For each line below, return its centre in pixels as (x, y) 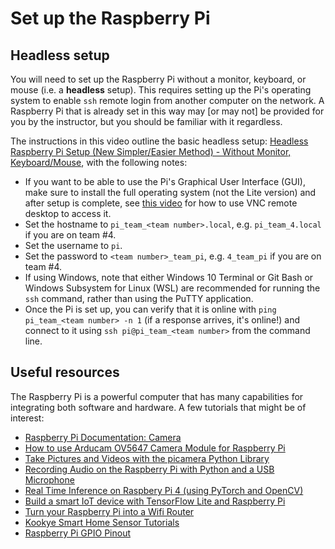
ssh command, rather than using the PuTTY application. (139, 298)
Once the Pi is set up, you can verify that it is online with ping (150, 309)
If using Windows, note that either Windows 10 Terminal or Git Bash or (169, 277)
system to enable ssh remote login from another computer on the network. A (167, 100)
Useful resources (65, 372)
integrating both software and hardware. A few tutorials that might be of (158, 407)
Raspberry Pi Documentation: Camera (103, 437)
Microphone (49, 479)
